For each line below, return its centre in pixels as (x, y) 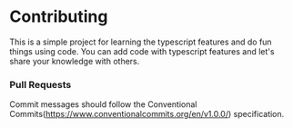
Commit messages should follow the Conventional (103, 104)
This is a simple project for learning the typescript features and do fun (141, 42)
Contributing (59, 17)
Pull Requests (40, 84)
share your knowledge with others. (75, 61)
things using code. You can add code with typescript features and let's (142, 51)
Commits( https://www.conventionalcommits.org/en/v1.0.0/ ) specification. (147, 114)
